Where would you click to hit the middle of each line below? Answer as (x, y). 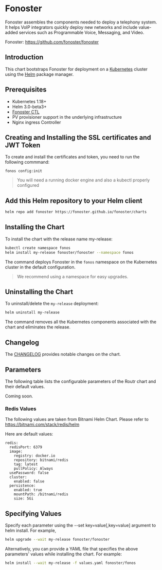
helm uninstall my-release (32, 313)
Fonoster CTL (26, 112)
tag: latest (26, 464)
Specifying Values (33, 514)
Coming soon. (19, 396)
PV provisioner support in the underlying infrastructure (67, 117)
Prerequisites (26, 90)
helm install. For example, (31, 530)
